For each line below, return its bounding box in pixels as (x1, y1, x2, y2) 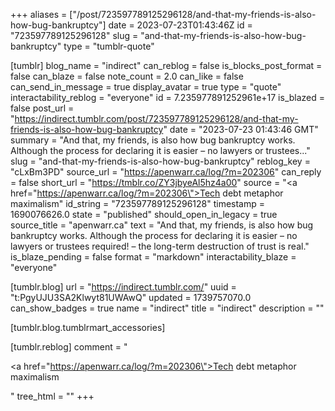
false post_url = (10, 102, 75, 114)
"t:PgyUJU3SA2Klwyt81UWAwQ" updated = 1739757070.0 (10, 292, 252, 303)
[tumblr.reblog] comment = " (10, 341, 128, 353)
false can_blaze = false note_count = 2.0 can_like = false (10, 70, 244, 82)
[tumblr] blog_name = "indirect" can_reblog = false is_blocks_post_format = (10, 60, 323, 71)
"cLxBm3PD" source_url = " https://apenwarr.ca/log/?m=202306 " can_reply (10, 166, 322, 178)
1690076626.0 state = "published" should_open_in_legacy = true (10, 209, 278, 220)
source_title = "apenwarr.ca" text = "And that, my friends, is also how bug (10, 219, 314, 231)
